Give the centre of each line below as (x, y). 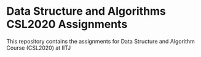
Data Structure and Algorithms (86, 11)
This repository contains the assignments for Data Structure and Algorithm (101, 41)
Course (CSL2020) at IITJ (39, 48)
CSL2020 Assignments (67, 24)
